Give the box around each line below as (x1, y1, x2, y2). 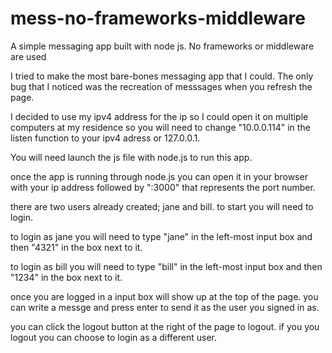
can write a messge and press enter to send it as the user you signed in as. (10, 301, 320, 313)
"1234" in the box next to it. (10, 271, 123, 283)
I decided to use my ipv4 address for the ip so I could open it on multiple (10, 110, 309, 122)
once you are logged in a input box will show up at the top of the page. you (10, 290, 319, 302)
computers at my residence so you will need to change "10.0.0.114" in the (10, 121, 311, 133)
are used (10, 50, 47, 62)
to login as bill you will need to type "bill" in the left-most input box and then (10, 260, 323, 272)
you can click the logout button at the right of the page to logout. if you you (10, 320, 320, 332)
